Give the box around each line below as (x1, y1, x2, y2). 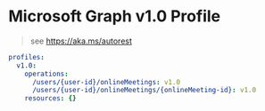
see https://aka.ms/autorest (29, 36, 133, 46)
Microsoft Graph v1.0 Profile (8, 6, 220, 27)
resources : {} (24, 94, 77, 103)
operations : (24, 69, 69, 78)
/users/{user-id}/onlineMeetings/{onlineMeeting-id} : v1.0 (31, 86, 256, 95)
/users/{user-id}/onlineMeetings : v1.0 (31, 77, 180, 86)
